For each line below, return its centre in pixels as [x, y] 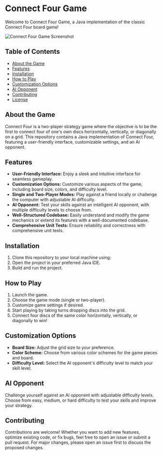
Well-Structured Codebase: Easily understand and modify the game [81, 215]
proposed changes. [24, 448]
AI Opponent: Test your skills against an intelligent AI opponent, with [81, 205]
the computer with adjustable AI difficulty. [54, 200]
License [20, 99]
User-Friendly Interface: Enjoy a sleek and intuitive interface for [76, 174]
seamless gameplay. [32, 179]
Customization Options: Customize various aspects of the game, [77, 184]
